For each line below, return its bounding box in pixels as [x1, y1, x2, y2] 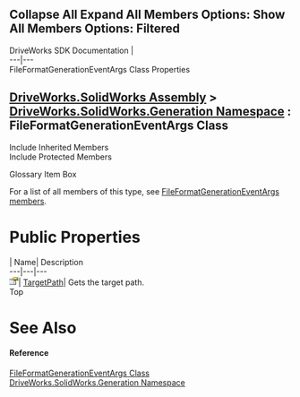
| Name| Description [9, 256, 83, 267]
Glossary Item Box [9, 168, 77, 179]
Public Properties [9, 227, 141, 247]
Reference [9, 348, 49, 358]
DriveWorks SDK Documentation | [9, 45, 134, 56]
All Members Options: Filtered [9, 22, 181, 37]
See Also [9, 317, 77, 338]
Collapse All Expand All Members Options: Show [9, 7, 286, 22]
